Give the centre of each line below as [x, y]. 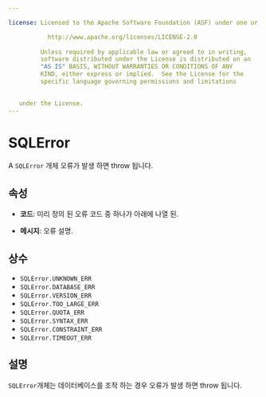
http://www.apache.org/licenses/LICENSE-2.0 [122, 37]
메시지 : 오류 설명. [46, 231]
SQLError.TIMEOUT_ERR [55, 338]
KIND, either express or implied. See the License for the [142, 74]
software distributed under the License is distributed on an [145, 59]
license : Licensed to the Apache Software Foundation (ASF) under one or [133, 22]
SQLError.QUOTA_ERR [52, 313]
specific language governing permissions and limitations [139, 81]
